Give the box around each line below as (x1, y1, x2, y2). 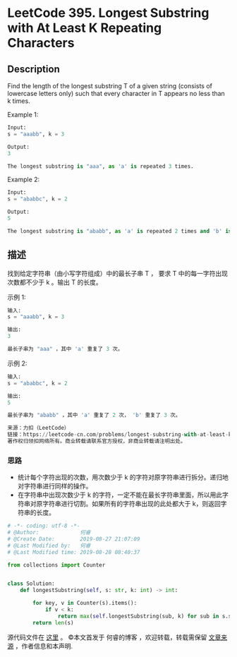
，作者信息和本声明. (15, 641, 73, 650)
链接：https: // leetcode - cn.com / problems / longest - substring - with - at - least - (7, 431, 229, 438)
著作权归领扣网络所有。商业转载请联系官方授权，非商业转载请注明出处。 (7, 438, 186, 445)
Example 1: (7, 111, 39, 119)
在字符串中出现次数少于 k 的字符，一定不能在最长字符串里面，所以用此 (17, 490, 223, 499)
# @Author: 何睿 (7, 529, 91, 536)
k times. (7, 97, 30, 105)
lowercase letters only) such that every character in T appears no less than (7, 90, 226, 97)
